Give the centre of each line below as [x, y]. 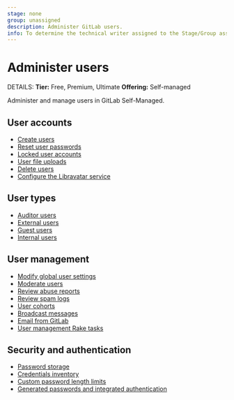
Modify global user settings [56, 276]
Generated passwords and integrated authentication [92, 389]
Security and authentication [69, 350]
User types [32, 199]
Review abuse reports [48, 291]
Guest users [35, 230]
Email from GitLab [43, 320]
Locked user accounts [49, 154]
